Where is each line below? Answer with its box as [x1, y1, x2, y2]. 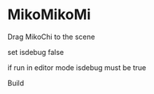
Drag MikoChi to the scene [7, 32, 96, 41]
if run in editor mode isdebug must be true [7, 62, 147, 72]
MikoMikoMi [7, 6, 91, 24]
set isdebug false [7, 47, 65, 57]
